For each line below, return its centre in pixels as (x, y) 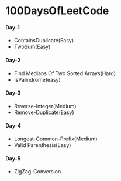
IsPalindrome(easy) (37, 79)
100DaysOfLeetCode (57, 11)
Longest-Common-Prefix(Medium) (56, 139)
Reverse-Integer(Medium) (45, 106)
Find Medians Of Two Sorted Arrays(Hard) (65, 73)
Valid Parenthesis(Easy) (42, 145)
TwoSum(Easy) (32, 47)
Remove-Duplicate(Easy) (44, 112)
